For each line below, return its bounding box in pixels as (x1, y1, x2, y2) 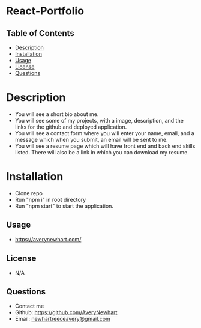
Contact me (14, 302, 44, 310)
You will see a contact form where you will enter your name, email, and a (14, 129, 194, 136)
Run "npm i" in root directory (14, 196, 86, 203)
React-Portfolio (6, 4, 85, 18)
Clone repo (14, 189, 43, 196)
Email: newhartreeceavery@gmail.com (14, 315, 111, 323)
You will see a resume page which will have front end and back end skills (14, 142, 196, 150)
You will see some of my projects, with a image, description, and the (14, 117, 184, 124)
